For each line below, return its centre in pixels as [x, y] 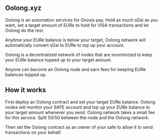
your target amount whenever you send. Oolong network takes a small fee [80, 112]
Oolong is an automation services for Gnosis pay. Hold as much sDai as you [81, 20]
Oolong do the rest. [25, 30]
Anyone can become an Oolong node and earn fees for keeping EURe [76, 69]
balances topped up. [26, 74]
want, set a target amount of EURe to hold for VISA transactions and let [77, 25]
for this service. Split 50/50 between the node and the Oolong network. [77, 117]
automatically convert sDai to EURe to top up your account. [65, 45]
